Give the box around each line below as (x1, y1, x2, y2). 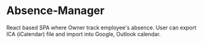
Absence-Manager (6, 4, 105, 18)
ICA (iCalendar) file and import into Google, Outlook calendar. (6, 30, 161, 37)
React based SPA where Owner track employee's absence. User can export (6, 24, 197, 31)
